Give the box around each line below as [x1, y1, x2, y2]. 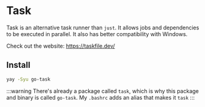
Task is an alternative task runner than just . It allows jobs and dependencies [6, 24, 199, 31]
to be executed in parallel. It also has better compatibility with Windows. [6, 30, 188, 37]
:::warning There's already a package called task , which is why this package [6, 87, 199, 95]
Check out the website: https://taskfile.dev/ [6, 42, 115, 50]
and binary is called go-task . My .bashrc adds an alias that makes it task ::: [6, 94, 195, 101]
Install [6, 60, 31, 70]
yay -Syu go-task [6, 76, 51, 83]
